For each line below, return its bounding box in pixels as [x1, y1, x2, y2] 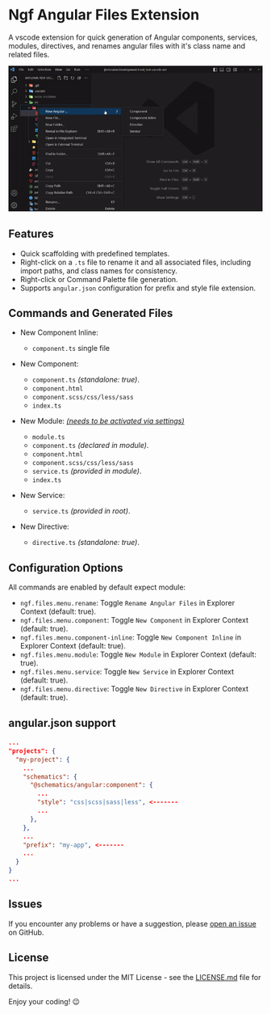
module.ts [31, 433, 66, 442]
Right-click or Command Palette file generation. [19, 274, 179, 284]
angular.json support [8, 716, 116, 729]
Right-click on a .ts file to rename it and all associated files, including [19, 257, 252, 267]
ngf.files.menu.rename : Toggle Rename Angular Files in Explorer [19, 598, 236, 608]
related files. [8, 49, 50, 59]
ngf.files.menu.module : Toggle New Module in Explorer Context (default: [19, 649, 256, 660]
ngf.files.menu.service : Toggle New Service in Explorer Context [19, 667, 235, 677]
